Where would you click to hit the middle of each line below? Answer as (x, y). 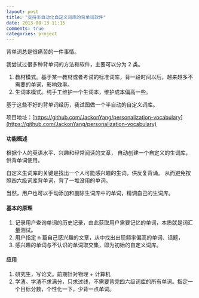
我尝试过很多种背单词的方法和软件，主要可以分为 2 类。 (75, 64)
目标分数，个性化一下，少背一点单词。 (67, 289)
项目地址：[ (20, 118)
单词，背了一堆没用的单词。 (77, 180)
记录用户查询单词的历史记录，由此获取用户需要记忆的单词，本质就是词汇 (104, 222)
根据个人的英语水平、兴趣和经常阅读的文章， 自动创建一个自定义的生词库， (99, 153)
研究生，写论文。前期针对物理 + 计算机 (62, 274)
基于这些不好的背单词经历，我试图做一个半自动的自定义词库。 (82, 105)
